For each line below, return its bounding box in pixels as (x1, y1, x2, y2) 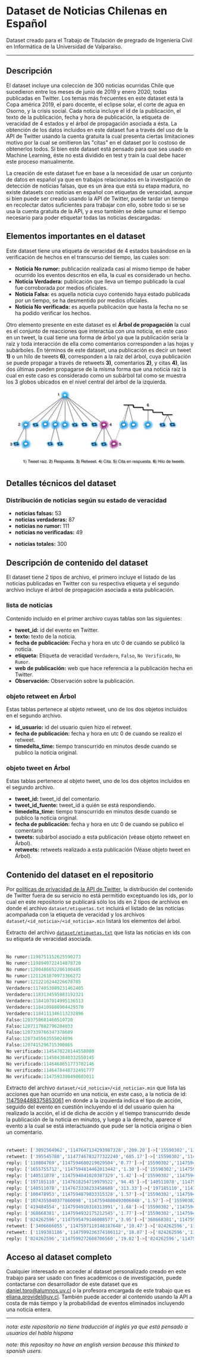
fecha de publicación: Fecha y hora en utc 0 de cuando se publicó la (14, 639, 185, 646)
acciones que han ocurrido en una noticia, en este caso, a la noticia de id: (6, 1091, 187, 1098)
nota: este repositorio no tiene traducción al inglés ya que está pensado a (6, 1323, 188, 1330)
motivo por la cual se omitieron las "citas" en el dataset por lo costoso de (6, 139, 186, 146)
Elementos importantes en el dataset (6, 231, 146, 241)
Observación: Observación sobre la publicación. (14, 677, 135, 684)
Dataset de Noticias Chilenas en (6, 4, 168, 18)
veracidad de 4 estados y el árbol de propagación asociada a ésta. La (6, 119, 177, 127)
